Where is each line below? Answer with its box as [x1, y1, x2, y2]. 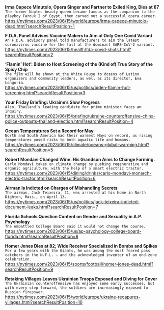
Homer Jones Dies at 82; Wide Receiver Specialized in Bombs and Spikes [5, 243, 158, 249]
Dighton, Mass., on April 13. [5, 195, 67, 199]
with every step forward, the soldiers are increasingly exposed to [5, 285, 148, 290]
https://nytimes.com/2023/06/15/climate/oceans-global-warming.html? [5, 142, 150, 147]
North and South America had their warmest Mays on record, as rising [5, 133, 153, 138]
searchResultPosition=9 [5, 266, 54, 272]
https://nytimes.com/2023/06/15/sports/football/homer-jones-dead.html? [5, 261, 154, 267]
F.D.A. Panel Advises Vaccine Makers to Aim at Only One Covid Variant [5, 33, 153, 38]
